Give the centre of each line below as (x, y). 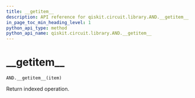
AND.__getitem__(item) (34, 78)
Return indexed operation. (38, 89)
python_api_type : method (37, 28)
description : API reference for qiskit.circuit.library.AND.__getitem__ (97, 17)
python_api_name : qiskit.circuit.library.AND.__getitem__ (79, 33)
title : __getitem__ (30, 11)
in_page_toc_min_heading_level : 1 (49, 22)
